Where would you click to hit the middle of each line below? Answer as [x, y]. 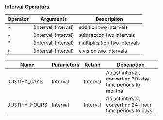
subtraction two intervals [107, 35]
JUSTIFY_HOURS [27, 105]
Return [93, 65]
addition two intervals [103, 27]
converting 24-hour [129, 105]
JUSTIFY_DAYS [25, 82]
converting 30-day [128, 79]
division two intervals [103, 51]
